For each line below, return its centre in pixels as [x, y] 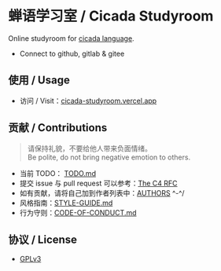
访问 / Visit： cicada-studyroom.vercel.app [88, 101]
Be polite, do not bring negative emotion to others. [109, 157]
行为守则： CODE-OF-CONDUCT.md [78, 212]
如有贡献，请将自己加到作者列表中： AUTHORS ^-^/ [102, 192]
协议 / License [42, 239]
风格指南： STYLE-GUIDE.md [66, 203]
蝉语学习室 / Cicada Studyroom [111, 16]
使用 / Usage [39, 81]
